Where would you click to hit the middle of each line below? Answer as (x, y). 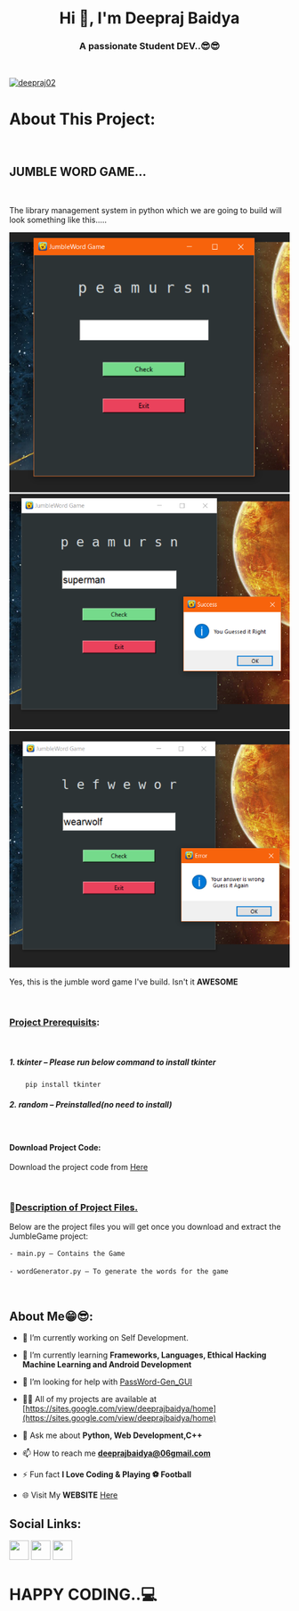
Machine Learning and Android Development (107, 1365)
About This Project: (82, 119)
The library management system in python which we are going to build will (145, 211)
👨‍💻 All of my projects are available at (89, 1399)
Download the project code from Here (79, 1167)
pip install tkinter (63, 1084)
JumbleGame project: (49, 1236)
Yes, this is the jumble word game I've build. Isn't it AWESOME (124, 982)
